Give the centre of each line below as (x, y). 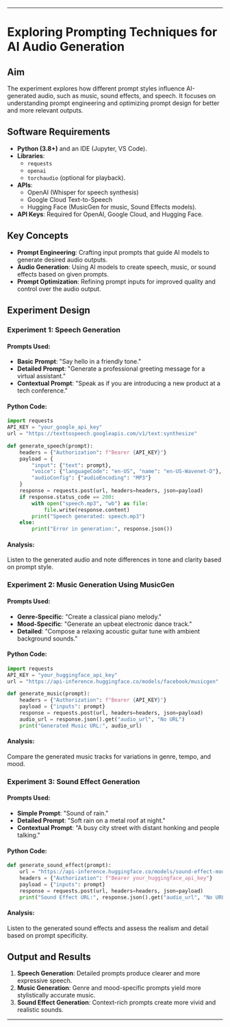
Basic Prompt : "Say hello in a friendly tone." (79, 362)
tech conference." (42, 391)
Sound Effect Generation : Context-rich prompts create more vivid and (116, 1002)
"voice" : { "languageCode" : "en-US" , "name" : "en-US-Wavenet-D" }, (127, 472)
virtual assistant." (41, 376)
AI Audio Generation (66, 47)
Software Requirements (59, 132)
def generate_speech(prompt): (50, 446)
